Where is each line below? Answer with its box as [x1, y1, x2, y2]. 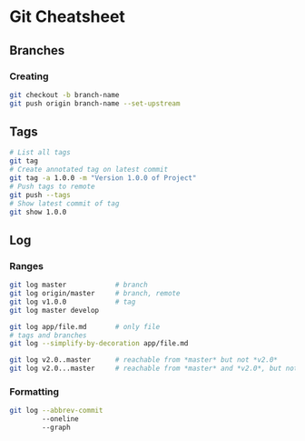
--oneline [42, 415, 79, 424]
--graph [42, 423, 71, 433]
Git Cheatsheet [9, 6, 125, 27]
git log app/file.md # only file [9, 322, 161, 331]
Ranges [9, 259, 44, 272]
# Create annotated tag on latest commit [9, 165, 169, 175]
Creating [9, 70, 49, 83]
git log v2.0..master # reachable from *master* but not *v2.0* [9, 356, 279, 365]
